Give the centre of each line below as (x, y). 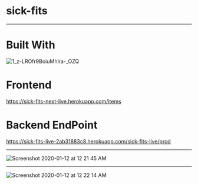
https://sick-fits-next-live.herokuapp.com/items (64, 101)
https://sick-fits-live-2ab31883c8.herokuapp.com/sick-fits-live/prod (88, 141)
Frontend (29, 85)
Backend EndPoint (52, 125)
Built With (31, 45)
